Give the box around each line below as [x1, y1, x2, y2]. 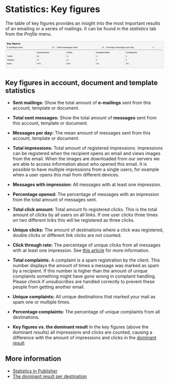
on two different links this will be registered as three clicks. [12, 217, 135, 223]
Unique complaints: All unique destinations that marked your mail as [12, 294, 156, 300]
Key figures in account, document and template [5, 78, 158, 87]
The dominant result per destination [12, 373, 87, 379]
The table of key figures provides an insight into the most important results [5, 20, 160, 26]
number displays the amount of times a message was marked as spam [12, 263, 159, 269]
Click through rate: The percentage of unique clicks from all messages [12, 242, 161, 248]
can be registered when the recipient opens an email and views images [12, 150, 161, 157]
